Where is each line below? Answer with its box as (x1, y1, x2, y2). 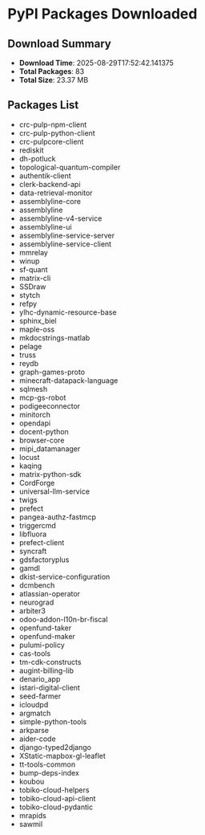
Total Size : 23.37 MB (18, 75, 89, 84)
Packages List (7, 98, 79, 112)
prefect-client (18, 537, 65, 547)
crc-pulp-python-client (18, 128, 95, 137)
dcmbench (18, 580, 55, 590)
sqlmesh (18, 384, 48, 393)
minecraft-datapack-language (18, 375, 119, 385)
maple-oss (18, 324, 55, 334)
